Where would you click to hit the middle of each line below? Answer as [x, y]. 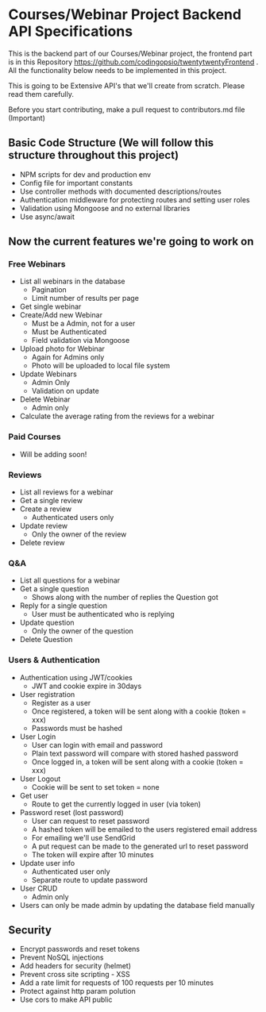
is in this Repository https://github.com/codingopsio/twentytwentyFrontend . [133, 62]
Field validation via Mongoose [81, 341]
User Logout [40, 779]
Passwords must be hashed [77, 728]
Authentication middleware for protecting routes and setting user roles [135, 199]
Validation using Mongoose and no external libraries [105, 208]
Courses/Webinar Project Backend [125, 15]
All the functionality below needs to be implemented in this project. [118, 70]
